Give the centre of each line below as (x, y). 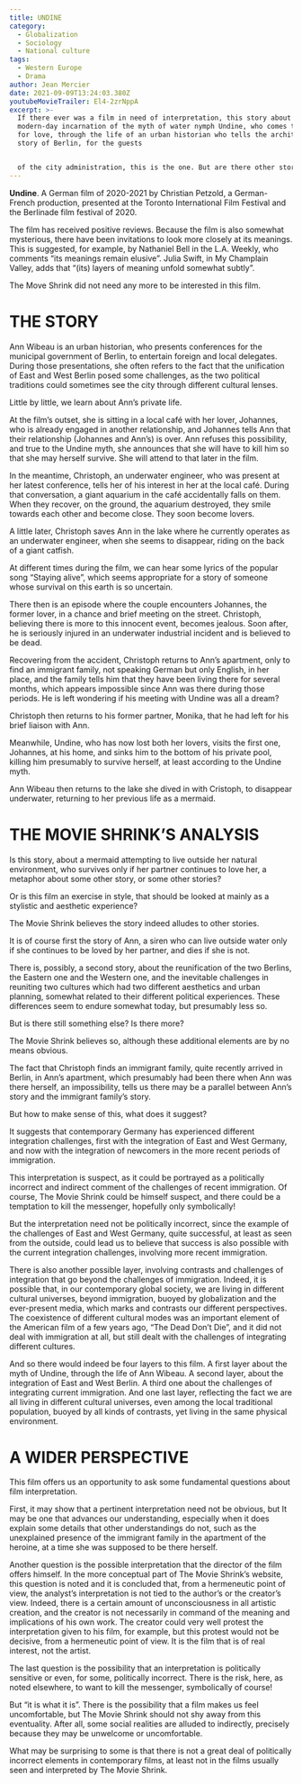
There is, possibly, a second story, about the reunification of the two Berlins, (151, 968)
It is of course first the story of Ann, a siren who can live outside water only (148, 941)
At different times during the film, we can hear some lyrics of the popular (144, 567)
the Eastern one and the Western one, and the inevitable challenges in (139, 977)
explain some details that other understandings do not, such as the (133, 1528)
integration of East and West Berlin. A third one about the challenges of (141, 1383)
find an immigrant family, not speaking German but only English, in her (139, 669)
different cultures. (42, 1346)
